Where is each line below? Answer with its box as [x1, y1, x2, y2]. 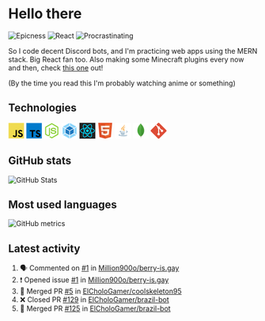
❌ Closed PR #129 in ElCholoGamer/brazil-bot [19, 295, 169, 304]
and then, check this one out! [8, 62, 104, 72]
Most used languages [8, 198, 117, 211]
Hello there [8, 5, 82, 23]
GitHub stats [8, 154, 72, 168]
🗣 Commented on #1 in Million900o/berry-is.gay [19, 263, 180, 273]
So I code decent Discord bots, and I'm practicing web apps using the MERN [8, 46, 258, 55]
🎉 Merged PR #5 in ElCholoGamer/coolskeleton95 [19, 286, 182, 296]
